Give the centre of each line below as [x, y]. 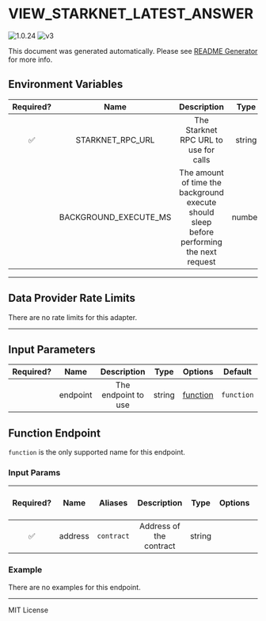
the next [201, 252]
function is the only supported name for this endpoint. [97, 452]
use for [202, 150]
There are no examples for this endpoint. [74, 587]
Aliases [113, 503]
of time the [201, 182]
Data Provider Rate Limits [72, 298]
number [246, 217]
